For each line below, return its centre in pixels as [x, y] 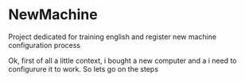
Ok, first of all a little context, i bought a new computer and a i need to [122, 61]
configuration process [45, 45]
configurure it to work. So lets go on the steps [84, 68]
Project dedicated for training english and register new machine [113, 37]
